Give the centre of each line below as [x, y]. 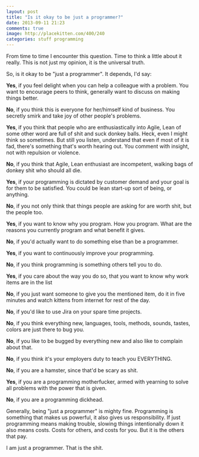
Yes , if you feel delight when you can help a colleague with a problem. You [97, 85]
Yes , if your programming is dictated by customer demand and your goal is [98, 182]
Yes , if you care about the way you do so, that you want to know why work [97, 276]
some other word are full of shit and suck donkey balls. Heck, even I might [97, 134]
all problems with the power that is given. [56, 388]
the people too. [25, 212]
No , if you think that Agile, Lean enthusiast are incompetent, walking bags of [100, 164]
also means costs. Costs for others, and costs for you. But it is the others [95, 430]
